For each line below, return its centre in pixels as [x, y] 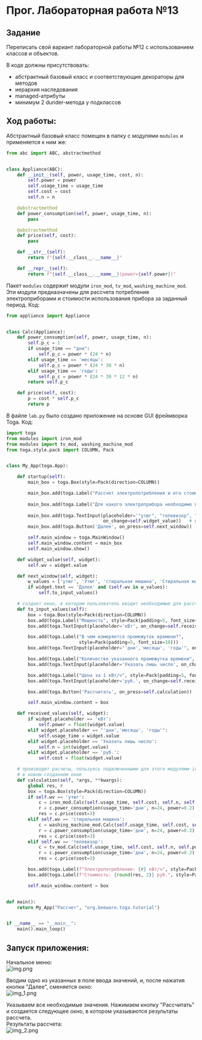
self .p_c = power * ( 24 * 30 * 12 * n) [88, 376]
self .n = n [41, 197]
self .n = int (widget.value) [74, 747]
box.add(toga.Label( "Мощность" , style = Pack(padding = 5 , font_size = [113, 620]
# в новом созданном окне [50, 775]
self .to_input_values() [68, 593]
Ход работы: [31, 121]
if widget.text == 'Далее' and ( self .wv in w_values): [98, 587]
